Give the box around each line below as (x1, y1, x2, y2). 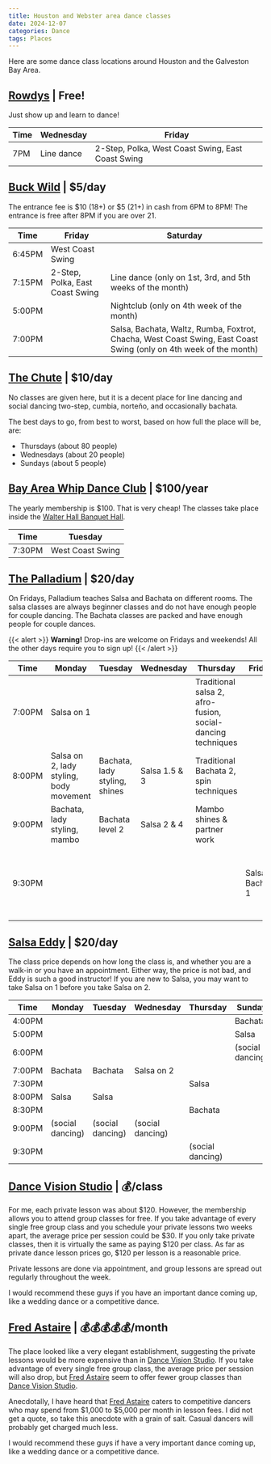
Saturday (166, 230, 203, 241)
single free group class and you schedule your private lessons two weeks (8, 1222, 252, 1232)
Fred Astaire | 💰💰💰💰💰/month (8, 1321, 169, 1335)
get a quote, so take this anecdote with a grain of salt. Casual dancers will (8, 1413, 254, 1424)
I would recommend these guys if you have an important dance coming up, (8, 1288, 258, 1297)
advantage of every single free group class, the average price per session (8, 1364, 254, 1373)
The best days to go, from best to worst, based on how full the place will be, (8, 417, 261, 426)
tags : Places (8, 34, 52, 43)
